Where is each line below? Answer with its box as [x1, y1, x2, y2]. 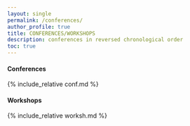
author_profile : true [7, 23, 71, 30]
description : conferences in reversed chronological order [7, 36, 184, 43]
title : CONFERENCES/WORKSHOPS [7, 29, 96, 37]
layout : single [7, 10, 52, 17]
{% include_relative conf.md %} [7, 80, 100, 88]
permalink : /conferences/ [7, 17, 83, 24]
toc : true [7, 43, 36, 50]
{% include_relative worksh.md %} [7, 111, 107, 120]
